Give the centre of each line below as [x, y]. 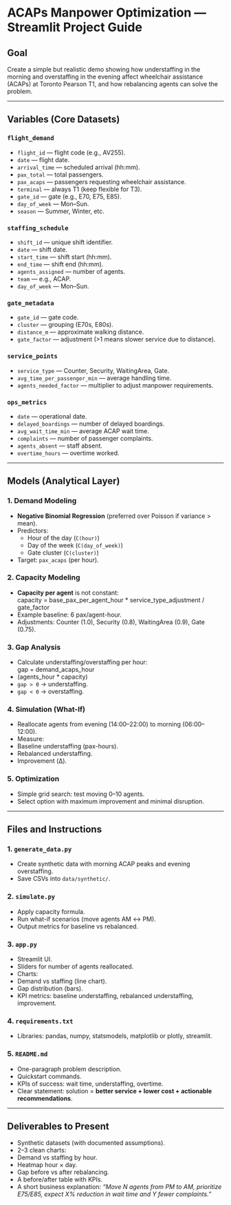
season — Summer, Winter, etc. [61, 211]
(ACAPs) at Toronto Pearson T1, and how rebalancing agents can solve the [113, 84]
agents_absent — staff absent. [60, 446]
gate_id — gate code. [48, 317]
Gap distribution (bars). [50, 988]
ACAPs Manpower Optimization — [107, 13]
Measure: [31, 739]
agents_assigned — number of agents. [71, 271]
